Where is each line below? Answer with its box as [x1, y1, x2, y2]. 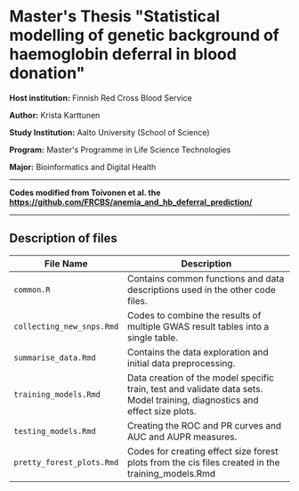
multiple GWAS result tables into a [127, 320, 270, 332]
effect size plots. [127, 405, 197, 417]
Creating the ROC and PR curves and [127, 419, 282, 431]
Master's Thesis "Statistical [9, 6, 221, 27]
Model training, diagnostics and [127, 394, 260, 406]
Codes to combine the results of [127, 309, 262, 322]
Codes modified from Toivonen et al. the [9, 187, 161, 198]
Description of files [9, 231, 118, 246]
